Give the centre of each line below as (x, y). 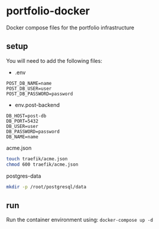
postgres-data (24, 176)
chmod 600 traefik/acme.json (42, 164)
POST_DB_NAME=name (29, 83)
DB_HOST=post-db (26, 116)
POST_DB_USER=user (29, 88)
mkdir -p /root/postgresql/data (46, 187)
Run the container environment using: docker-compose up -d (80, 220)
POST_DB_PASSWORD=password (40, 94)
